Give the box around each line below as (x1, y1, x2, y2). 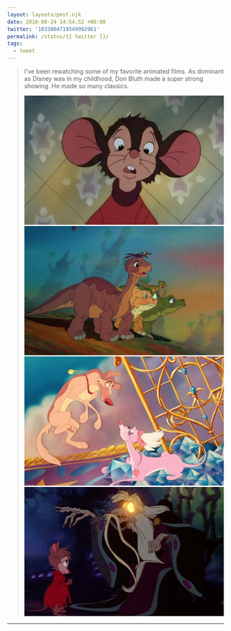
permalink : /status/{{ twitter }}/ (7, 33, 109, 40)
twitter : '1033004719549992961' (7, 25, 100, 32)
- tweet (13, 48, 36, 54)
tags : (7, 40, 23, 48)
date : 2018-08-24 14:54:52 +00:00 (7, 18, 107, 25)
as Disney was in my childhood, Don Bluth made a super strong (23, 74, 203, 83)
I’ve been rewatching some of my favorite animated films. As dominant (23, 68, 224, 75)
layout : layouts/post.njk (7, 11, 81, 18)
